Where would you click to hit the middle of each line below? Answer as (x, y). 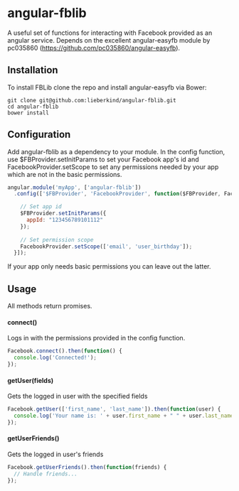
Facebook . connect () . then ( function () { (65, 351)
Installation (33, 70)
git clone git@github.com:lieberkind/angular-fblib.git (92, 100)
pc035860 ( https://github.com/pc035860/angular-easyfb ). (94, 48)
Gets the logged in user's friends (55, 454)
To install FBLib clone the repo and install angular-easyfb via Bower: (107, 87)
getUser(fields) (31, 380)
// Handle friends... (46, 474)
